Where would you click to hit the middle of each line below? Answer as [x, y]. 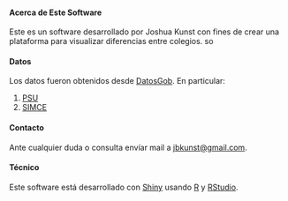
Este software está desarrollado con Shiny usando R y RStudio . [124, 187]
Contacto [27, 127]
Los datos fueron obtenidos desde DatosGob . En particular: [117, 81]
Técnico [24, 167]
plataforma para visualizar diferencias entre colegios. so [111, 41]
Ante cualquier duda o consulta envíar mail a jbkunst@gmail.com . [128, 147]
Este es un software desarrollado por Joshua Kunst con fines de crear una [144, 32]
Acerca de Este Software [56, 12]
